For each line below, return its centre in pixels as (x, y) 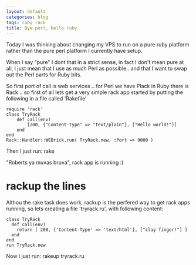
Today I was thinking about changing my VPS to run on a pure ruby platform (98, 45)
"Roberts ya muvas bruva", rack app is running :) (65, 163)
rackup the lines (46, 186)
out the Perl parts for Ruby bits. (44, 75)
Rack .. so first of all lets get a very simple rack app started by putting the (95, 92)
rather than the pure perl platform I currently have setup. (74, 51)
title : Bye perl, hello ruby (42, 28)
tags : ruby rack (26, 22)
